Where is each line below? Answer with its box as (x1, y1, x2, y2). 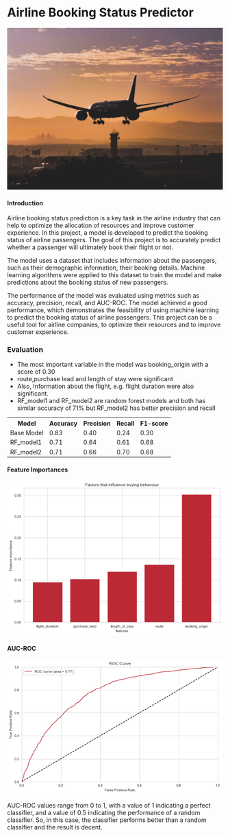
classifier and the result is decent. (7, 823, 103, 832)
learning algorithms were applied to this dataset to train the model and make (7, 271, 222, 279)
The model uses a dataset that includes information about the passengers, (7, 257, 217, 265)
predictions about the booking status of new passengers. (7, 279, 168, 287)
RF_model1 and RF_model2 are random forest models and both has (16, 397, 206, 405)
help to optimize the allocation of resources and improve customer (7, 221, 195, 230)
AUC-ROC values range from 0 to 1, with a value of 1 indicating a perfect (7, 801, 211, 810)
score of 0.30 (16, 368, 55, 376)
